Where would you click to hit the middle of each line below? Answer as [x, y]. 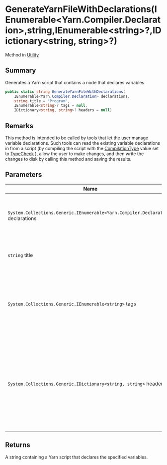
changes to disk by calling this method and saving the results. [68, 159]
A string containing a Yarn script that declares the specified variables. [77, 457]
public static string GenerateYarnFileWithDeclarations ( [65, 92]
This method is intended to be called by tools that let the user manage [77, 138]
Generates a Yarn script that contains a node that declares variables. [75, 82]
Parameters [24, 175]
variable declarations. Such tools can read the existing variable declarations [83, 143]
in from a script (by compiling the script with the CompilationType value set [82, 148]
